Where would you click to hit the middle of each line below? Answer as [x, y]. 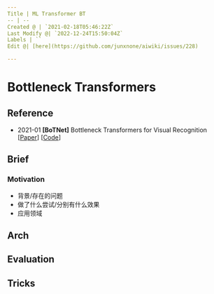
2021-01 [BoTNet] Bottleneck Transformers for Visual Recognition [112, 130]
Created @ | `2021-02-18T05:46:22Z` [60, 27]
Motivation [26, 180]
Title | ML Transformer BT [47, 14]
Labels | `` [24, 40]
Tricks [21, 283]
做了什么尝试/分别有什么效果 [58, 204]
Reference [30, 113]
